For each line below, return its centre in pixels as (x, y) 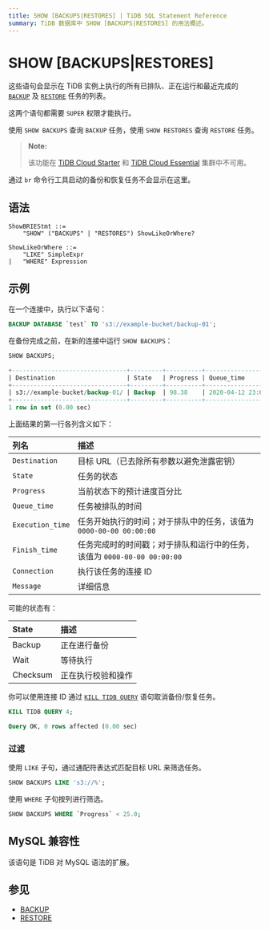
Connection (33, 571)
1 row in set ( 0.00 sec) (50, 408)
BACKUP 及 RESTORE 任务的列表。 (59, 96)
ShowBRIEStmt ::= (37, 227)
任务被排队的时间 (110, 506)
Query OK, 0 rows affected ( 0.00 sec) (73, 726)
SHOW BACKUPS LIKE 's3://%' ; (57, 783)
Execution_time (41, 525)
